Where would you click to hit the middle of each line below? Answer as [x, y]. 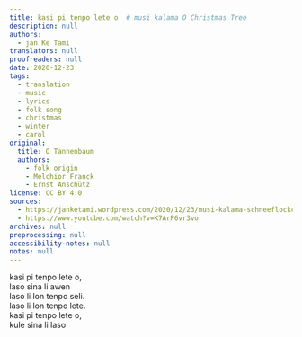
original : [28, 143]
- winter [34, 127]
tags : [19, 76]
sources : [26, 202]
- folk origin [52, 168]
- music [32, 93]
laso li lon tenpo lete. [48, 306]
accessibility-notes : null [60, 244]
